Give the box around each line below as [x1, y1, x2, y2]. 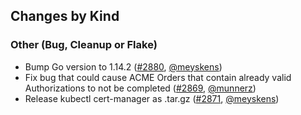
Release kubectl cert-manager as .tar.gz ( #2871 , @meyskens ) [24, 92, 280, 104]
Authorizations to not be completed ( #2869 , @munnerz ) [24, 82, 257, 94]
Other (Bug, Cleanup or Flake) [10, 38, 158, 52]
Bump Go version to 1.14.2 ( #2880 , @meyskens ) [24, 60, 223, 73]
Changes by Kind [10, 8, 120, 25]
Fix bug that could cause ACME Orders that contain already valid [24, 71, 292, 83]
